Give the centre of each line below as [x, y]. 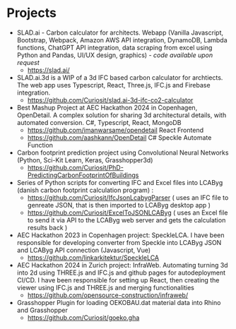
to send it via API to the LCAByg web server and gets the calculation [126, 220]
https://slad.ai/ [48, 70]
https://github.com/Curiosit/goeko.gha [83, 317]
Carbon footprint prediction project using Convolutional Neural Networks [123, 152]
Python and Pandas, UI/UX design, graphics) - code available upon [115, 55]
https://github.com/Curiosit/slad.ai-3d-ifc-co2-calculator [110, 100]
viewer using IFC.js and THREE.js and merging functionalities [106, 287]
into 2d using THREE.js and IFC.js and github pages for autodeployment [121, 273]
